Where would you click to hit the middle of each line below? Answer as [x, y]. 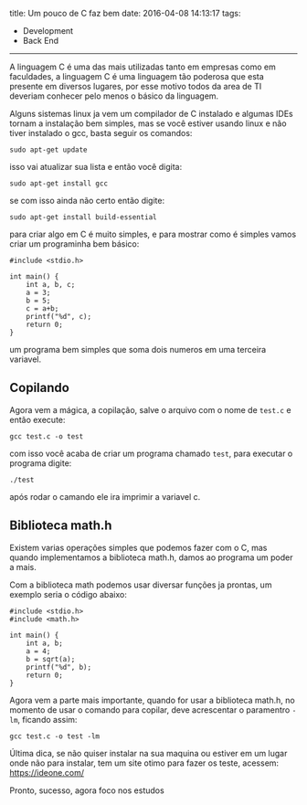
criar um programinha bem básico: [74, 244]
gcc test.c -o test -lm [55, 736]
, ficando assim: [48, 719]
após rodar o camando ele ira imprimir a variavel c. [105, 496]
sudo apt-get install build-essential [83, 217]
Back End [41, 41]
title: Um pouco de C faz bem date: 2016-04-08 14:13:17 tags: [125, 13]
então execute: [37, 419]
